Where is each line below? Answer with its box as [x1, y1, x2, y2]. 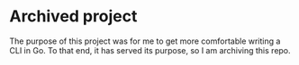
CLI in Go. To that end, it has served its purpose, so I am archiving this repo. [9, 45, 291, 55]
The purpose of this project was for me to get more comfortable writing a [9, 36, 281, 46]
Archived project [9, 6, 138, 27]
